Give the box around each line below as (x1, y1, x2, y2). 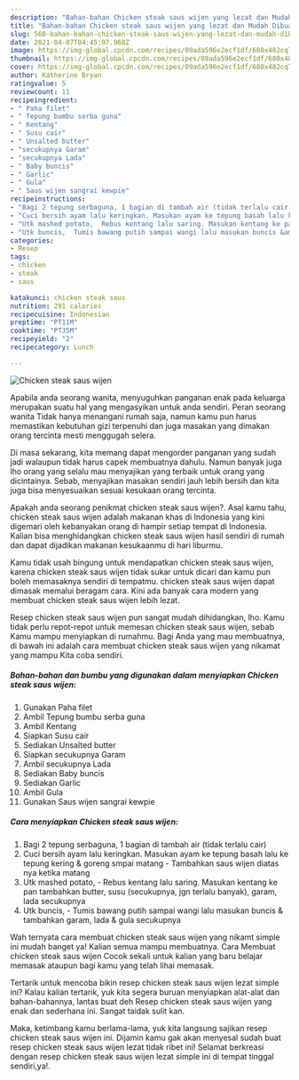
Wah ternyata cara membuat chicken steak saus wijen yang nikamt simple (10, 932, 280, 942)
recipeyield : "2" (10, 335, 75, 344)
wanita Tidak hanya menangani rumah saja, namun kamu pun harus (10, 410, 257, 422)
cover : (10, 63, 35, 72)
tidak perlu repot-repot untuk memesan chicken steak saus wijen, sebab (10, 621, 275, 631)
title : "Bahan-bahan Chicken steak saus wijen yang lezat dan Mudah (10, 21, 269, 30)
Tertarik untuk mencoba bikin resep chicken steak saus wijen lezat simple (10, 977, 279, 988)
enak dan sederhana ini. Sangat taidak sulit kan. (10, 1005, 185, 1016)
